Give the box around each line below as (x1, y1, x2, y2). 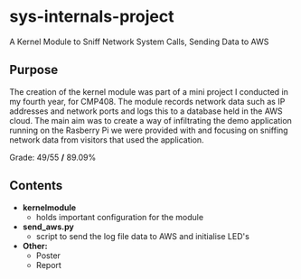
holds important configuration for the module (35, 211, 204, 222)
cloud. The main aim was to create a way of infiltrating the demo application (9, 115, 292, 126)
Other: (22, 240, 48, 251)
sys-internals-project (9, 6, 174, 27)
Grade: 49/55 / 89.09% (9, 152, 97, 163)
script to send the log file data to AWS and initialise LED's (35, 230, 250, 241)
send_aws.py (22, 221, 74, 232)
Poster (35, 250, 61, 261)
